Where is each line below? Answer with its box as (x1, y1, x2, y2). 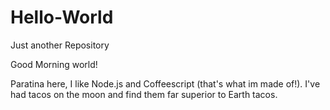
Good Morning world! (10, 58, 98, 70)
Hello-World (10, 6, 114, 29)
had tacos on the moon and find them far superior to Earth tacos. (10, 88, 278, 100)
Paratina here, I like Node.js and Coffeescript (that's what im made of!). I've (10, 77, 321, 90)
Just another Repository (10, 39, 110, 51)
